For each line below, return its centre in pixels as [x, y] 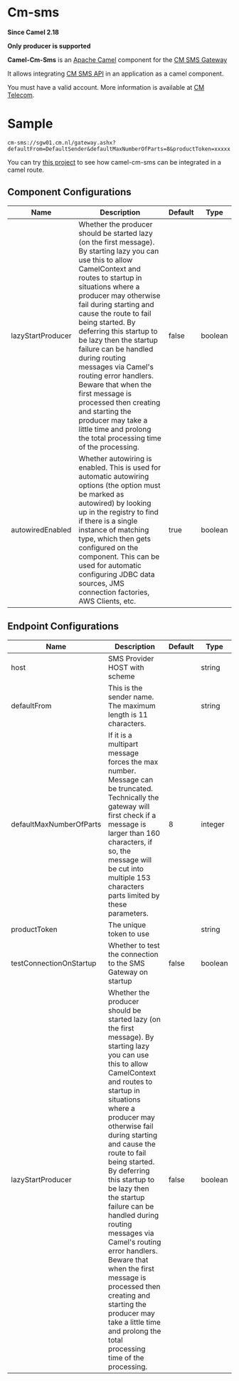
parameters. [128, 913]
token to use [128, 933]
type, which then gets [115, 539]
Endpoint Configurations [63, 627]
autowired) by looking [115, 503]
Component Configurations [69, 192]
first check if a [132, 815]
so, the [119, 851]
